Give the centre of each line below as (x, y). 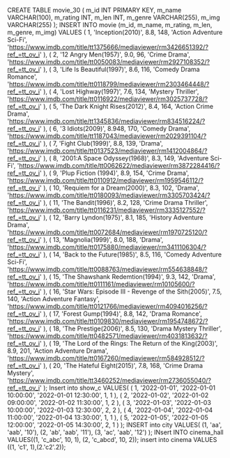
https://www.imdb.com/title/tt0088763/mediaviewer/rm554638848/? (108, 269)
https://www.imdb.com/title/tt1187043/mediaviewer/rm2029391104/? (108, 136)
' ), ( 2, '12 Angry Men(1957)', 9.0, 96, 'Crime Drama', (115, 54)
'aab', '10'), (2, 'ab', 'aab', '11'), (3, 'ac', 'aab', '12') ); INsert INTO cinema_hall (116, 432)
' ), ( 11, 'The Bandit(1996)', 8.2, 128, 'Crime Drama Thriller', (124, 203)
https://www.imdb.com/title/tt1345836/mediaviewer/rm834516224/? (107, 121)
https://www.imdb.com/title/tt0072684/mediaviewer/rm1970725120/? (108, 232)
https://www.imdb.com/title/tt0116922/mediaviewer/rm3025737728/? (109, 99)
